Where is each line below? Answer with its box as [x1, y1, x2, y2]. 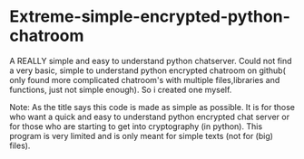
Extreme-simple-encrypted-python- [9, 6, 290, 27]
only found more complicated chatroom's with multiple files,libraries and [9, 74, 280, 85]
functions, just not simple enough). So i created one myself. [9, 84, 232, 95]
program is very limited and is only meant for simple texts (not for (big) [9, 130, 274, 141]
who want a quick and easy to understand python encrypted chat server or [9, 111, 290, 122]
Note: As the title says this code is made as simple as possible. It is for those [9, 101, 295, 112]
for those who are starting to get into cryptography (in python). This [9, 120, 263, 132]
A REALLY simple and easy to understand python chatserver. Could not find [9, 55, 292, 66]
